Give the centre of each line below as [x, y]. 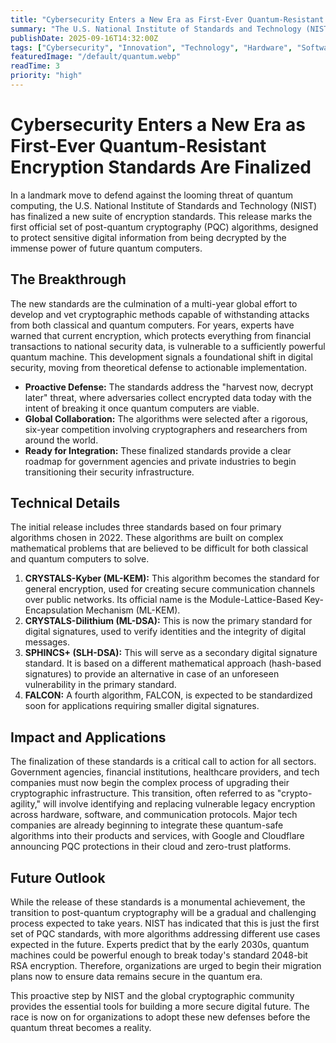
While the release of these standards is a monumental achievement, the [158, 902]
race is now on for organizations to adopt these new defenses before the [160, 1017]
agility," [26, 804]
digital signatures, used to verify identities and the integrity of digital [165, 632]
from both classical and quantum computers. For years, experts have [152, 325]
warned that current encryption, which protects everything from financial [161, 335]
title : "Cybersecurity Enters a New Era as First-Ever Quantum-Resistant [167, 19]
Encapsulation [54, 610]
